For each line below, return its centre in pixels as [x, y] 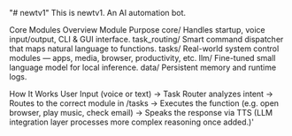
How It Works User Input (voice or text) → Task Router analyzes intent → [142, 94]
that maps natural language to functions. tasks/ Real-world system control [144, 49]
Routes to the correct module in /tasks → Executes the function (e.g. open [144, 103]
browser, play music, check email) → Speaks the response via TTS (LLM [141, 113]
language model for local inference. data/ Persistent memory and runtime [143, 67]
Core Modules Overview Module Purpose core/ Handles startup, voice [137, 30]
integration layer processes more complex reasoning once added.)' [132, 122]
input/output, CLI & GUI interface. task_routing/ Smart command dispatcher [146, 39]
